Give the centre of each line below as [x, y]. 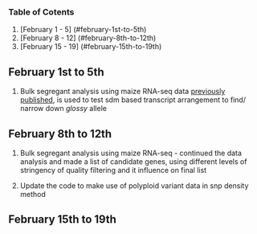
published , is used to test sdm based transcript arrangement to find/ [133, 100]
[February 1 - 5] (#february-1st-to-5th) [83, 30]
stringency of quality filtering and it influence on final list [113, 170]
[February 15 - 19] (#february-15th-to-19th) [91, 47]
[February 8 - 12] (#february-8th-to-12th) [88, 38]
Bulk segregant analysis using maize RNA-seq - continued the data [131, 153]
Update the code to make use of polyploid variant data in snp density [134, 185]
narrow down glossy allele [63, 109]
